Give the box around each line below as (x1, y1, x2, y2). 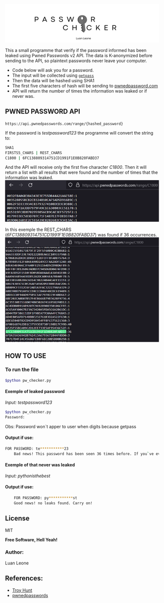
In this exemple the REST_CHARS (5, 227, 72, 232)
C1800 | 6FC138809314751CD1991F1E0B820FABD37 (5, 156, 99, 161)
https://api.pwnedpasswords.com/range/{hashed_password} (5, 121, 123, 126)
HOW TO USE (5, 351, 46, 360)
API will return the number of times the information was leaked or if (12, 88, 147, 94)
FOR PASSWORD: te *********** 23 (5, 446, 69, 451)
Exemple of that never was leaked (5, 462, 75, 468)
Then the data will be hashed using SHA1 (12, 78, 95, 83)
